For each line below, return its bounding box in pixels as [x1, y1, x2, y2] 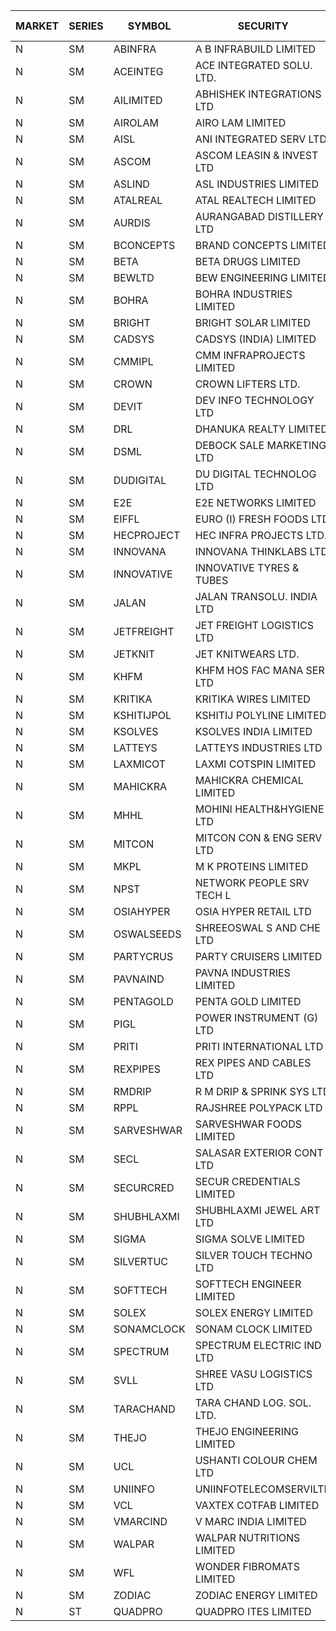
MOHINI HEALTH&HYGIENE [194, 802, 325, 816]
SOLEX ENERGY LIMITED [194, 1306, 313, 1319]
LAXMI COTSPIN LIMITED [194, 757, 317, 771]
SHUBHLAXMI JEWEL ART [194, 1204, 321, 1217]
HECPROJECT [113, 529, 181, 542]
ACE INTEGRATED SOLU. [194, 59, 313, 72]
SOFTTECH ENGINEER [194, 1277, 302, 1291]
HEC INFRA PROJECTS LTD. [194, 529, 328, 542]
